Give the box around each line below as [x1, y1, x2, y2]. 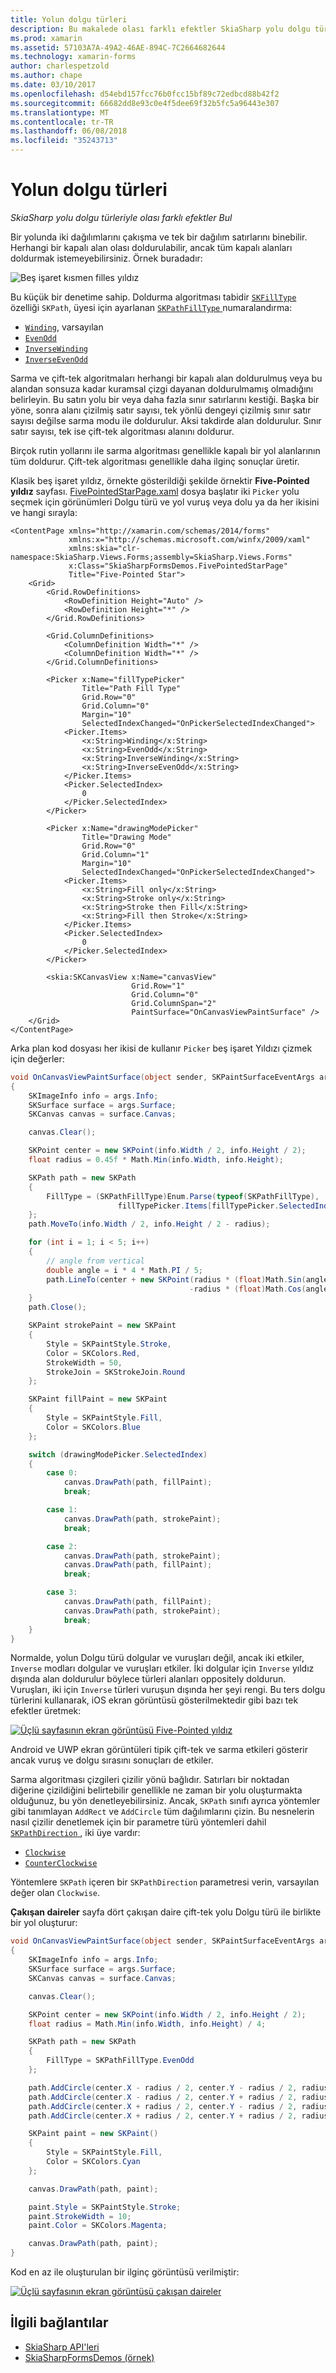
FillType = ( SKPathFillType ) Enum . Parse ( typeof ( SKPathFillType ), [46, 1191, 320, 1201]
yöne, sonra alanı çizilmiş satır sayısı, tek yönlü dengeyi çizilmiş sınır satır [10, 404, 312, 416]
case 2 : [46, 1541, 78, 1551]
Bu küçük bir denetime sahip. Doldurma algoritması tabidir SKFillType [10, 291, 297, 303]
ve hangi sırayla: [10, 506, 78, 518]
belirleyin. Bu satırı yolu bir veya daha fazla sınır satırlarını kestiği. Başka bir [10, 393, 320, 405]
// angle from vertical [46, 1256, 145, 1266]
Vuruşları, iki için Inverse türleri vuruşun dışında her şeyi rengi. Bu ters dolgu [10, 1684, 326, 1696]
